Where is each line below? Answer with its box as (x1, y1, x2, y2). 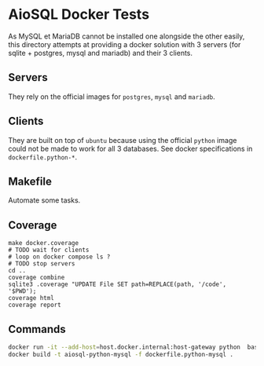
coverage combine (8, 273, 65, 282)
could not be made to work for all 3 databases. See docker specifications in (8, 144, 253, 153)
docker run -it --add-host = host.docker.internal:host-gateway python (8, 343, 241, 351)
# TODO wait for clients (8, 246, 90, 254)
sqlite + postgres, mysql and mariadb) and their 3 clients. (8, 48, 193, 57)
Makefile (8, 174, 53, 188)
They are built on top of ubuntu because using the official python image (8, 135, 237, 145)
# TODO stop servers (8, 260, 76, 268)
